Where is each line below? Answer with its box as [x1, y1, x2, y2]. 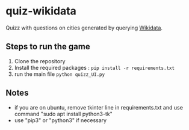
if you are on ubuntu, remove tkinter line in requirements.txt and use [14, 104, 183, 111]
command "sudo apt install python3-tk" [14, 110, 113, 117]
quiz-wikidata [5, 4, 76, 18]
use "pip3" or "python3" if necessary [14, 116, 107, 124]
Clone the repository [14, 57, 66, 64]
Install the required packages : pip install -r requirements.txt [14, 64, 175, 71]
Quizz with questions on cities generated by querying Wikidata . [5, 24, 163, 31]
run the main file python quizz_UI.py [14, 70, 105, 78]
